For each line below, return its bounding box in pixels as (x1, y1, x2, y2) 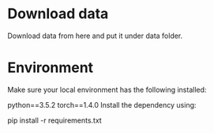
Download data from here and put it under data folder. (7, 31, 183, 40)
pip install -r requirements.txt (7, 116, 102, 125)
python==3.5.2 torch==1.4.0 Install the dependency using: (7, 100, 197, 109)
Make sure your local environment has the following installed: (7, 85, 207, 94)
